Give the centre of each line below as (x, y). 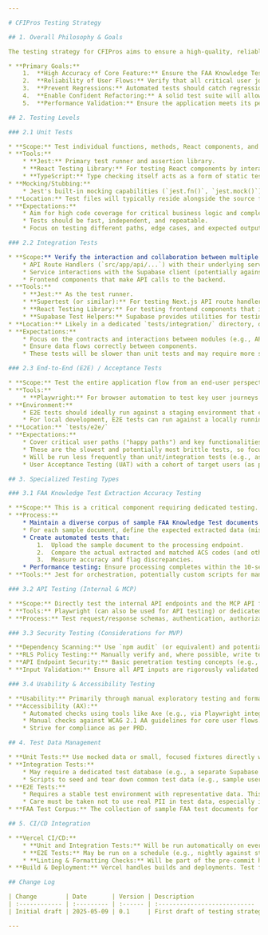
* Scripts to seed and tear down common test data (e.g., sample (134, 779)
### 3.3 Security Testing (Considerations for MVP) (96, 633)
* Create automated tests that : (76, 537)
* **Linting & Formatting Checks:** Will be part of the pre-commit (139, 861)
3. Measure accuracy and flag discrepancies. (116, 560)
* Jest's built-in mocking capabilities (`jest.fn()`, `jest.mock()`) (142, 191)
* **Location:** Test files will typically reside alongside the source (132, 198)
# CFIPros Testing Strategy (55, 22)
